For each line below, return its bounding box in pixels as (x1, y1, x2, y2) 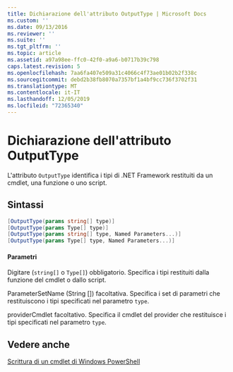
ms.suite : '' (7, 37, 46, 44)
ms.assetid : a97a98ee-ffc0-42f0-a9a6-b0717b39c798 (7, 56, 160, 64)
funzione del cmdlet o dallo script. (7, 276, 107, 284)
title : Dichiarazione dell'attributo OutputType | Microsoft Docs (7, 10, 207, 18)
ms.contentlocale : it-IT (7, 89, 80, 96)
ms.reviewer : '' (7, 30, 55, 37)
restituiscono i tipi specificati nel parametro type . (7, 297, 150, 306)
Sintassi (7, 199, 44, 211)
